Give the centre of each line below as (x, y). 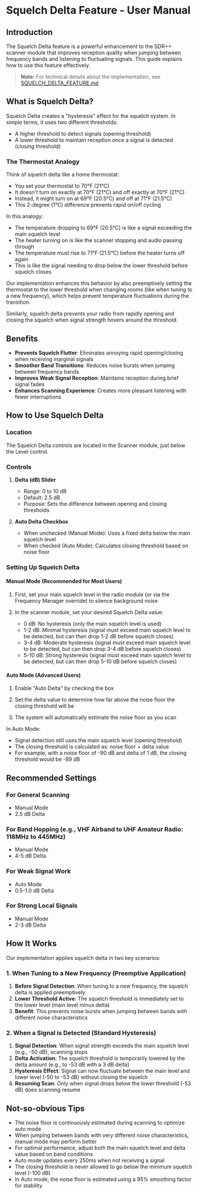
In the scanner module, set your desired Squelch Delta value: (89, 612)
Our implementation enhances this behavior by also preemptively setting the (99, 283)
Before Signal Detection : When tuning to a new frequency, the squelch (101, 986)
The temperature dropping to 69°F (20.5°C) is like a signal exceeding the (103, 228)
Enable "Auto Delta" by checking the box (64, 688)
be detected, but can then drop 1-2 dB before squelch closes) (98, 637)
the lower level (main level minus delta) (62, 1005)
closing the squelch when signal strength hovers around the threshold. (92, 320)
